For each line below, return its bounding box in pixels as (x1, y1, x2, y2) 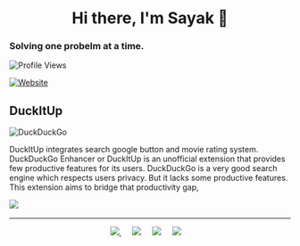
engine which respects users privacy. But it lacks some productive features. (9, 173, 288, 184)
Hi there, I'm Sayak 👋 (71, 8, 229, 29)
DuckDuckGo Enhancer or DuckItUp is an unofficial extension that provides (9, 153, 286, 164)
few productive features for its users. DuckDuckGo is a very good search (9, 163, 279, 174)
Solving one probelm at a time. (9, 40, 145, 53)
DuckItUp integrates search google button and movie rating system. (9, 144, 259, 155)
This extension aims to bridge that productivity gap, (9, 182, 199, 193)
